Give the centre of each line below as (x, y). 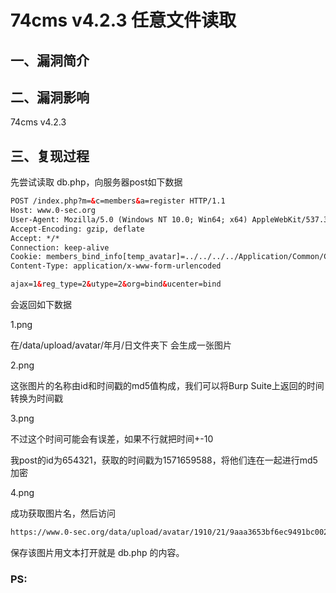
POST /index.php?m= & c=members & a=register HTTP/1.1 (118, 201)
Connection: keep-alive (60, 247)
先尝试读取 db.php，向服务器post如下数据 (96, 182)
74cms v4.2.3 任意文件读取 (123, 20)
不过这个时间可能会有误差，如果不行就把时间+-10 (112, 439)
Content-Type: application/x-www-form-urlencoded (116, 266)
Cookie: (26, 257)
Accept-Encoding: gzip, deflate (77, 229)
